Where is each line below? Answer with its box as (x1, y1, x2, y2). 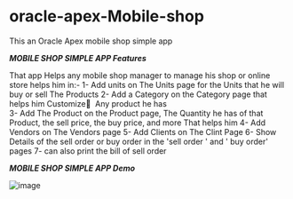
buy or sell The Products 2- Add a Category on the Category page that (9, 89, 268, 99)
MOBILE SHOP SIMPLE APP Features (9, 52, 146, 63)
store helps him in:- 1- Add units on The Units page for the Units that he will (9, 79, 285, 90)
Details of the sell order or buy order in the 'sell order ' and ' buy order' (9, 136, 269, 147)
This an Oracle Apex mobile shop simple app (9, 36, 173, 46)
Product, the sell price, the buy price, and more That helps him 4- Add (9, 117, 266, 128)
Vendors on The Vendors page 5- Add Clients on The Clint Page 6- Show (9, 126, 277, 137)
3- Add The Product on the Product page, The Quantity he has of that (9, 107, 264, 118)
